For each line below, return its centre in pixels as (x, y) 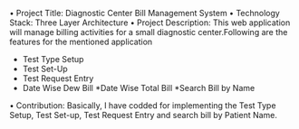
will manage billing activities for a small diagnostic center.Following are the (149, 32)
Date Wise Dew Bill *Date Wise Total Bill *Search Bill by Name (139, 88)
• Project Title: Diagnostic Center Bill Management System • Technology (145, 13)
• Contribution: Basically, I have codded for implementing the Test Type (143, 106)
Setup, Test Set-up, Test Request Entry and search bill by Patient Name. (144, 115)
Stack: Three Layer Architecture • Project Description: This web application (150, 23)
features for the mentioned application (81, 41)
